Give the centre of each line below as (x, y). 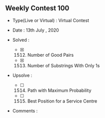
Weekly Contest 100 (37, 8)
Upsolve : (22, 75)
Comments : (25, 110)
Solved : (21, 40)
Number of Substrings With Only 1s (63, 65)
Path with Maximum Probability (59, 90)
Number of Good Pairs (50, 55)
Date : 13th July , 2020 (35, 30)
